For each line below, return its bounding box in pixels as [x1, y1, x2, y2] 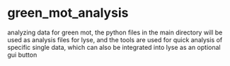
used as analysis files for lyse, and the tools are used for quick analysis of [7, 35, 223, 44]
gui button [7, 51, 38, 59]
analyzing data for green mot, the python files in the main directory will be [7, 28, 223, 37]
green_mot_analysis [7, 5, 129, 21]
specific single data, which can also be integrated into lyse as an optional [7, 43, 221, 51]
